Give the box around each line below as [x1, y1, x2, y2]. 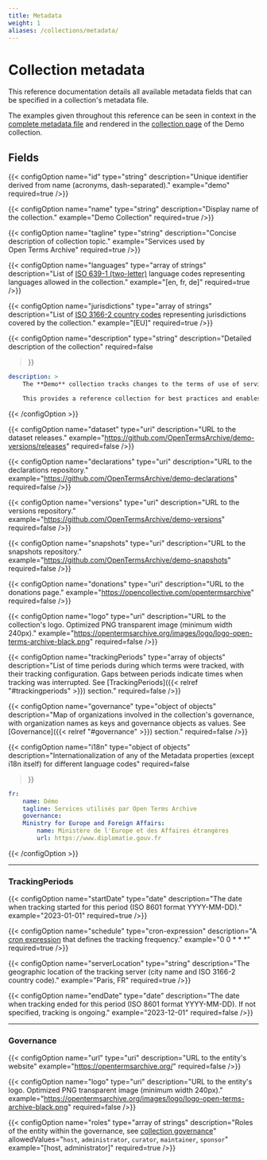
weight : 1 [8, 19, 41, 27]
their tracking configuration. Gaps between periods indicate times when [8, 669, 244, 679]
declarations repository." [8, 465, 89, 474]
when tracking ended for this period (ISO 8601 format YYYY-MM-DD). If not [8, 999, 256, 1009]
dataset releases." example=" [8, 433, 105, 442]
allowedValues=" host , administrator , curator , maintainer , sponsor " [8, 1135, 229, 1144]
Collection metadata [8, 60, 145, 79]
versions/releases [8, 441, 67, 450]
